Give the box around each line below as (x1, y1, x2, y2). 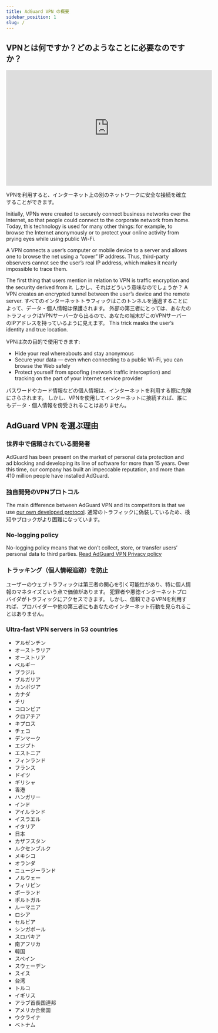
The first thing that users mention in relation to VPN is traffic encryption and (6, 277, 190, 284)
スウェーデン (14, 962, 46, 970)
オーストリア (14, 654, 46, 661)
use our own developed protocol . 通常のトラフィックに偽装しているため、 (6, 509, 185, 516)
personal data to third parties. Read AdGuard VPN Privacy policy (6, 551, 162, 558)
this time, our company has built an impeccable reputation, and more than (6, 465, 185, 473)
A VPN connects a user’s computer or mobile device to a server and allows (6, 247, 187, 254)
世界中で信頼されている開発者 (6, 440, 90, 448)
